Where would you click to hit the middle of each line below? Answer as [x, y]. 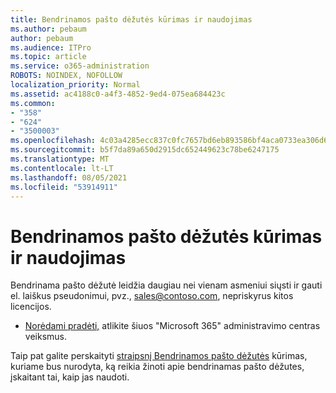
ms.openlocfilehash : [53, 141]
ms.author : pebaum [48, 29]
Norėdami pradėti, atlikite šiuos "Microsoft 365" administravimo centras [172, 326]
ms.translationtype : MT [60, 159]
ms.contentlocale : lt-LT [62, 168]
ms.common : [33, 103]
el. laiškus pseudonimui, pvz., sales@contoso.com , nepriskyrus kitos [152, 296]
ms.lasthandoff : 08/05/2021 [69, 177]
